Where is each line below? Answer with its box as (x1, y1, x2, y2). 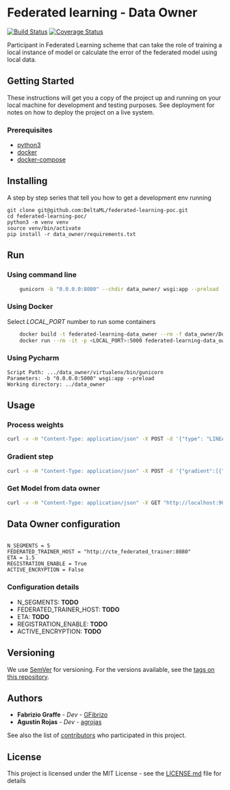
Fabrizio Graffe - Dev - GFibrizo (16, 710, 108, 719)
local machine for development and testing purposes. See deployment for (7, 101, 215, 109)
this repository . (7, 673, 50, 681)
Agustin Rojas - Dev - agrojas (16, 718, 102, 726)
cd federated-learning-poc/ (7, 213, 88, 220)
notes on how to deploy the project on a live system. (7, 108, 155, 116)
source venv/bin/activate (7, 224, 81, 231)
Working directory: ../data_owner (7, 381, 106, 388)
